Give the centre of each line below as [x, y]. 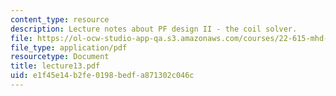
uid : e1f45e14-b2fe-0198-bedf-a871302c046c [102, 76]
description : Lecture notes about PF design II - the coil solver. [154, 29]
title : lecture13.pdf [55, 66]
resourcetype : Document [60, 57]
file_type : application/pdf [69, 47]
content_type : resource [60, 19]
